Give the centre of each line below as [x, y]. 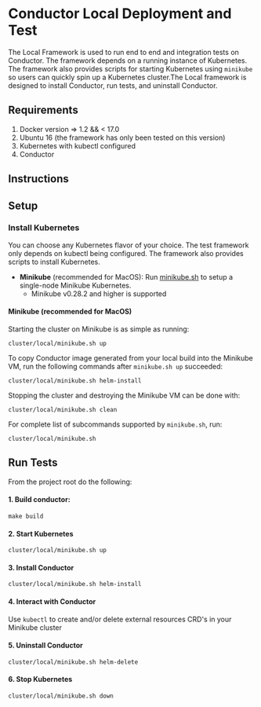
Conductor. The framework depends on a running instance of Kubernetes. [128, 60]
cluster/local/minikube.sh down [61, 696]
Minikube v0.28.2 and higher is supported [99, 293]
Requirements [43, 110]
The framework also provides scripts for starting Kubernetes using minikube [130, 68]
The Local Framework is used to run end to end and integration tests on [123, 52]
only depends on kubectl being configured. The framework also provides [126, 253]
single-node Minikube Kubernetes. [75, 285]
